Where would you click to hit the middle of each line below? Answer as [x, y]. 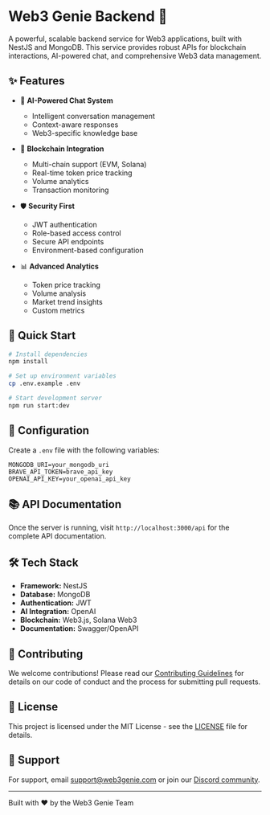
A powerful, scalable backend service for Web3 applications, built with [125, 39]
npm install [28, 362]
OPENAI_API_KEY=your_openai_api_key [70, 479]
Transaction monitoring [70, 190]
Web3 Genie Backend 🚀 [88, 16]
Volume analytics [60, 181]
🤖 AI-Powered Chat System [67, 100]
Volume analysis [59, 293]
